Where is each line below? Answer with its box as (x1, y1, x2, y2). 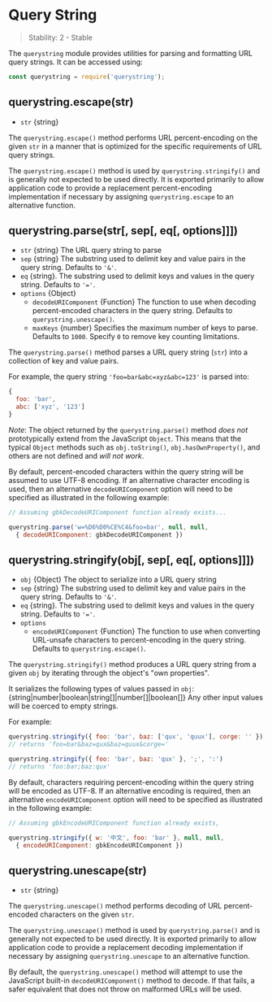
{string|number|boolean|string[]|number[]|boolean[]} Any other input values (8, 693, 264, 703)
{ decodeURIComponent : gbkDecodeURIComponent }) (15, 530, 183, 538)
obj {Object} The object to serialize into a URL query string (19, 575, 217, 585)
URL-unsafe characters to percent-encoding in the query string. (32, 635, 246, 645)
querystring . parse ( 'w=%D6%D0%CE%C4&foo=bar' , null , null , (8, 523, 209, 531)
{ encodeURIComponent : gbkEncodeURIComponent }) (15, 841, 183, 849)
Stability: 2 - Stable (28, 33, 93, 42)
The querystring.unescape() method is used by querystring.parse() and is (8, 926, 261, 935)
